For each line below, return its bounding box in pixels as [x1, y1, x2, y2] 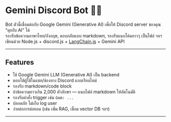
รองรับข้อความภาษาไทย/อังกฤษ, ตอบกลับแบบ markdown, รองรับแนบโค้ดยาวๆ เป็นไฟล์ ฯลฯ [5, 32, 162, 38]
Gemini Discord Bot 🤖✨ [5, 5, 102, 16]
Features [5, 58, 34, 67]
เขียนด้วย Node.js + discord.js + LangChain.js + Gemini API [5, 38, 125, 45]
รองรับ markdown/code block [12, 83, 72, 89]
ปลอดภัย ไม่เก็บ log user [12, 100, 58, 106]
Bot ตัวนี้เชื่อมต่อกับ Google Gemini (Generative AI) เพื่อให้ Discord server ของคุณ [5, 21, 161, 27]
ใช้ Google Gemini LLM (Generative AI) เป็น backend [12, 71, 120, 77]
